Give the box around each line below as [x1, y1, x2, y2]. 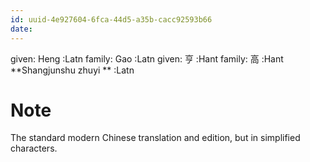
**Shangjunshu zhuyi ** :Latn [10, 64, 135, 76]
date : [10, 24, 33, 34]
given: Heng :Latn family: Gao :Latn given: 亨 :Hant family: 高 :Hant [10, 52, 284, 65]
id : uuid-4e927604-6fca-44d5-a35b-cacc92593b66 [10, 14, 213, 25]
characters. [10, 142, 58, 155]
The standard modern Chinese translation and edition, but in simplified [10, 132, 301, 144]
